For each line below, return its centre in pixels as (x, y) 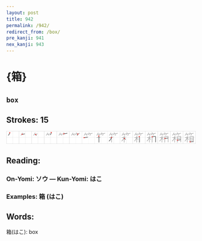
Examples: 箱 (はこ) (35, 197)
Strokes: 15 (28, 120)
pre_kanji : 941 (25, 38)
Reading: (23, 161)
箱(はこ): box (22, 231)
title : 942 (20, 19)
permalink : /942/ (28, 25)
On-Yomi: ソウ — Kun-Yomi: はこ (54, 179)
